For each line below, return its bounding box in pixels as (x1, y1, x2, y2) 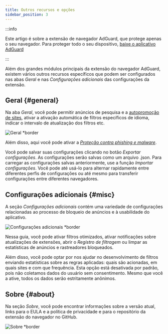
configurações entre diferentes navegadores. (5, 176, 99, 182)
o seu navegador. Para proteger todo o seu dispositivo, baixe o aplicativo (5, 41, 156, 47)
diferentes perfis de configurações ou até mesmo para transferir (5, 171, 138, 177)
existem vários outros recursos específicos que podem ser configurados (5, 71, 155, 77)
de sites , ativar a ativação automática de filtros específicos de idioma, (5, 115, 149, 121)
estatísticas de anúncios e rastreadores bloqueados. (5, 244, 114, 251)
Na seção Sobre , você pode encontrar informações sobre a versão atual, (5, 303, 156, 309)
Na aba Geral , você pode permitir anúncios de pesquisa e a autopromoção (5, 109, 159, 115)
